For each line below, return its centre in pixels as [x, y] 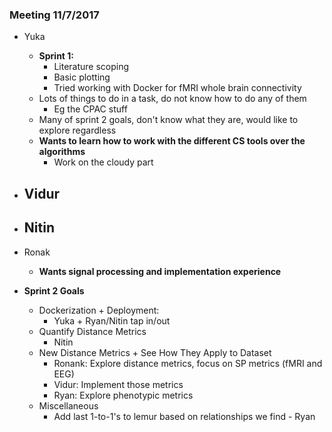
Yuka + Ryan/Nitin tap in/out [112, 320]
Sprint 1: [56, 56]
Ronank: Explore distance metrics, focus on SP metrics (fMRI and [188, 363]
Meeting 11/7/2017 [54, 15]
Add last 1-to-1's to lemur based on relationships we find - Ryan [184, 416]
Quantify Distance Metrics [92, 331]
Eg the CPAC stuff [90, 109]
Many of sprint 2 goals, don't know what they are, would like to [168, 120]
